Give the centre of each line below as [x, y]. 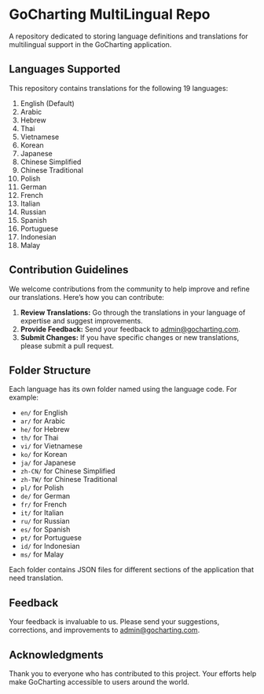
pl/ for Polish [42, 488]
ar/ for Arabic [43, 421]
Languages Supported [65, 69]
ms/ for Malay [42, 554]
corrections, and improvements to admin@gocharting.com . [104, 630]
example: [24, 397]
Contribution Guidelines [69, 270]
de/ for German [45, 496]
